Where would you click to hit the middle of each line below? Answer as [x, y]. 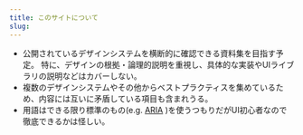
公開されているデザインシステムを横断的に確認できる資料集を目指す [149, 53]
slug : [19, 26]
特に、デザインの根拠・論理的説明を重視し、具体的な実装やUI [156, 64]
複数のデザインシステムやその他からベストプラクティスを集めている [149, 87]
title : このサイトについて [54, 18]
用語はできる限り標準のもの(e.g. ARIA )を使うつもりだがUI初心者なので [155, 110]
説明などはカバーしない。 [94, 76]
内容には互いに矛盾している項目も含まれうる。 [126, 98]
